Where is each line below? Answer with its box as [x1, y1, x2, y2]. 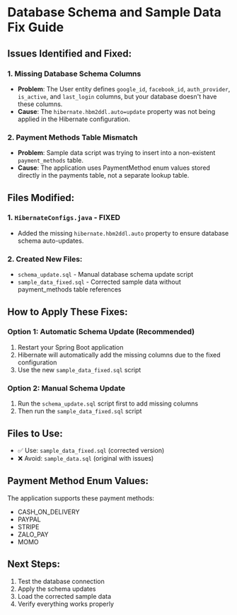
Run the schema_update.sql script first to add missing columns [17, 399, 199, 408]
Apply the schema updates [17, 585, 96, 593]
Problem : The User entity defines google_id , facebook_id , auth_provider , [17, 84, 231, 93]
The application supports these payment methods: [7, 493, 154, 502]
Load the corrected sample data [17, 592, 112, 600]
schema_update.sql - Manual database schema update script [17, 270, 194, 279]
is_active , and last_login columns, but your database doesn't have [17, 92, 217, 100]
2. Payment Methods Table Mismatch [7, 132, 138, 142]
